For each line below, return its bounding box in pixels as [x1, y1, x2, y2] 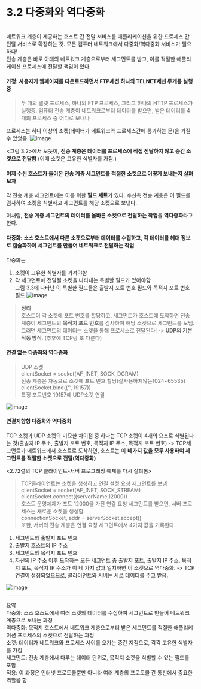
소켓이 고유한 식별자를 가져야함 [14, 269, 87, 276]
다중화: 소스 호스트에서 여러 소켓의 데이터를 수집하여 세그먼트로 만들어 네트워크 [6, 609, 190, 616]
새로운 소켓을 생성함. [36, 507, 86, 515]
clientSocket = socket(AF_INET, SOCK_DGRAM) [20, 370, 139, 377]
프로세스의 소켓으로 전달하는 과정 [17, 631, 95, 639]
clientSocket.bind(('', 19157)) [20, 384, 91, 391]
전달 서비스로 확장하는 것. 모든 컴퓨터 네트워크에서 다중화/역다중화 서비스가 [6, 40, 181, 47]
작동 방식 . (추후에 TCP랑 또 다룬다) [20, 334, 102, 342]
